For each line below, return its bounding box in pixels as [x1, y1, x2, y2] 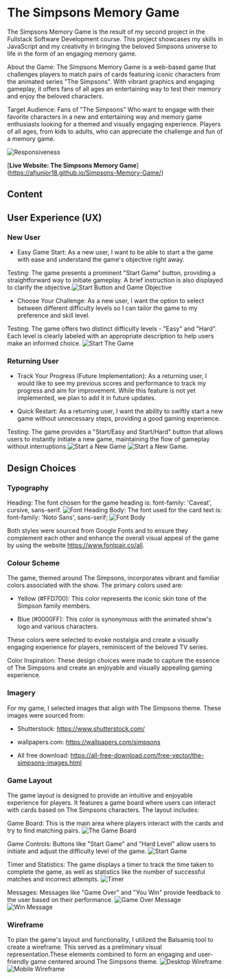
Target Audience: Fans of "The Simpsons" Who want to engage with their [7, 105, 215, 113]
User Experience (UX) [7, 212, 102, 223]
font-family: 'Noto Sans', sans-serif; [7, 514, 108, 521]
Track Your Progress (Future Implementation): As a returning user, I [16, 372, 207, 380]
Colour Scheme [7, 558, 60, 568]
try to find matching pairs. [7, 826, 80, 835]
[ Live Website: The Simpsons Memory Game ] [7, 161, 139, 169]
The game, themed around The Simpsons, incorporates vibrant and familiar [7, 574, 220, 582]
